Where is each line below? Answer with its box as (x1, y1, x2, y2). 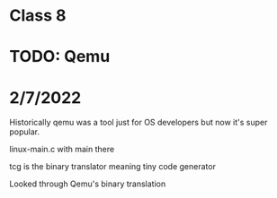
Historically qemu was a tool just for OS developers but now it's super (9, 117, 268, 128)
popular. (9, 126, 40, 137)
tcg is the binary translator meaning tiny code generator (9, 161, 216, 172)
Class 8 (9, 5, 67, 26)
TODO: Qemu (9, 47, 111, 67)
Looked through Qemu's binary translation (9, 178, 166, 189)
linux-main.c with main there (9, 144, 115, 155)
